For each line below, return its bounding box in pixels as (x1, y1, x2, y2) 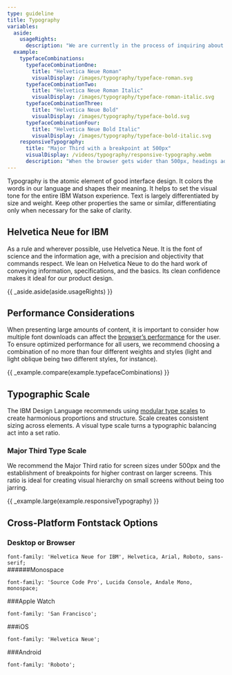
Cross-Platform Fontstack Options (7, 517, 158, 529)
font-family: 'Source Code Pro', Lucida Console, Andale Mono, (7, 579, 193, 586)
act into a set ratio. (7, 429, 61, 437)
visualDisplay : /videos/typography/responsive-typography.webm (25, 151, 212, 159)
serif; (7, 560, 26, 567)
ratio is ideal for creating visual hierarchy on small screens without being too (7, 476, 224, 484)
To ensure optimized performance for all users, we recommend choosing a (7, 340, 220, 349)
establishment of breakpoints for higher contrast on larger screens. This (7, 469, 212, 477)
